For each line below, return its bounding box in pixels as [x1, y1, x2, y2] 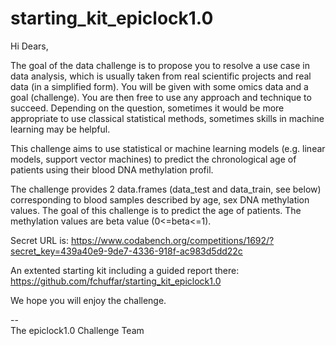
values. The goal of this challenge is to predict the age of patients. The [10, 204, 302, 216]
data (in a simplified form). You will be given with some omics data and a [10, 80, 309, 92]
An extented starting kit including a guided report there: [10, 264, 240, 276]
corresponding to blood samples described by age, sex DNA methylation [10, 193, 310, 206]
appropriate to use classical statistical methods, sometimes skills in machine [10, 112, 325, 124]
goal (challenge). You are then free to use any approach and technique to [10, 91, 312, 103]
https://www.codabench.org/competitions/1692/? [70, 234, 275, 246]
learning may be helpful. [10, 123, 111, 135]
